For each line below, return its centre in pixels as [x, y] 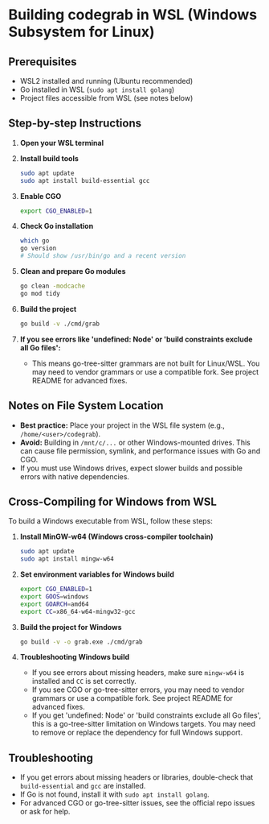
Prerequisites [43, 62]
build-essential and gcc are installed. [83, 786]
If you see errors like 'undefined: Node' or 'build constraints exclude [136, 339]
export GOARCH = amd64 [54, 604]
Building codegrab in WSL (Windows [133, 15]
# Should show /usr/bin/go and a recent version [103, 256]
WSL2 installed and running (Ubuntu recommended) [106, 81]
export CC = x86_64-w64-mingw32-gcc [77, 611]
